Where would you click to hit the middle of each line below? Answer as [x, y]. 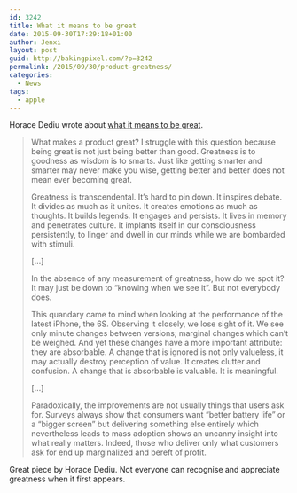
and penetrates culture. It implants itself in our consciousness [144, 225]
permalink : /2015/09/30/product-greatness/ [91, 67]
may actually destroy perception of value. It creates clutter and [145, 362]
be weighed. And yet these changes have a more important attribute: [156, 343]
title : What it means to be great [73, 26]
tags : [19, 91]
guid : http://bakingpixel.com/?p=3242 [81, 59]
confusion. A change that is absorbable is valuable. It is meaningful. [155, 371]
